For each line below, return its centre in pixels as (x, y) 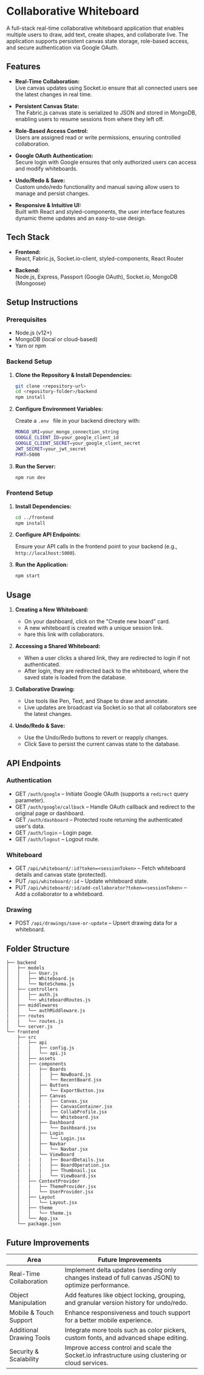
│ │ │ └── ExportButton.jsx (61, 1091)
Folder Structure (38, 949)
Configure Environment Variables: (59, 409)
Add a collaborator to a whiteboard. (59, 894)
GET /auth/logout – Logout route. (57, 839)
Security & (24, 1352)
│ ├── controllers (32, 989)
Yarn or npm (31, 346)
